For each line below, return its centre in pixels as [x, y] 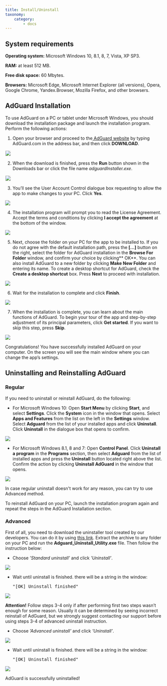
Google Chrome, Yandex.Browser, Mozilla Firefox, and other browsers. [77, 90]
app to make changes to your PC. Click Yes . [58, 193]
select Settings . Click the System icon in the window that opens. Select [86, 413]
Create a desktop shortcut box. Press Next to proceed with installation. [86, 274]
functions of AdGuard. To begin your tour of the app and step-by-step [84, 317]
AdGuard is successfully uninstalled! [43, 678]
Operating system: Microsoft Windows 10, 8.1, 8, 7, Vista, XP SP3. [73, 56]
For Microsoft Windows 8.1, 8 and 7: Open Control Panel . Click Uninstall [86, 448]
